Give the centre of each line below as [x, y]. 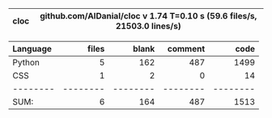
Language [32, 49]
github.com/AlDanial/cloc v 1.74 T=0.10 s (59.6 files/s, [149, 16]
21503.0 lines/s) [149, 26]
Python [26, 62]
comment [186, 49]
